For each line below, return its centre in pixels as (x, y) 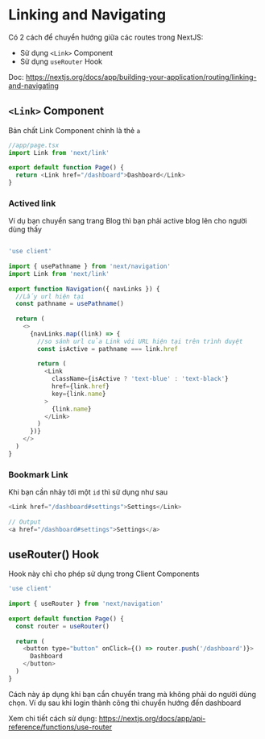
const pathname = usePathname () (70, 304)
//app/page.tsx (34, 145)
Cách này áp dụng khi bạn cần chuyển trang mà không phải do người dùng (132, 694)
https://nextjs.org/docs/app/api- (152, 718)
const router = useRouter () (63, 626)
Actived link (32, 203)
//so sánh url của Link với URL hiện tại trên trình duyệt (140, 341)
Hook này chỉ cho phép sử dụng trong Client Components (104, 574)
